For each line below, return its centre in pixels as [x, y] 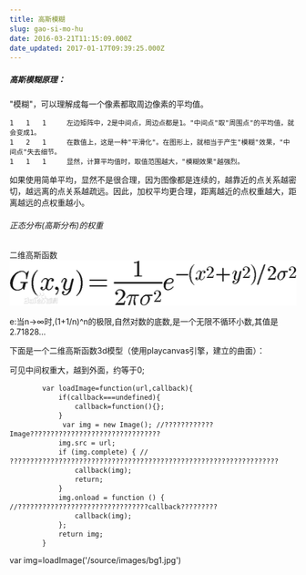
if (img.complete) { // [103, 452]
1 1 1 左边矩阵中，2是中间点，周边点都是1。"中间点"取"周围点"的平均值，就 [152, 123]
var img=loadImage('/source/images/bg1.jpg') [96, 560]
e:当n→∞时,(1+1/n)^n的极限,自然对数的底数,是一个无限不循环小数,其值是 [144, 321]
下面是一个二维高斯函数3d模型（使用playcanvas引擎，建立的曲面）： [138, 350]
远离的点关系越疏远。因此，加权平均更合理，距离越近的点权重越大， [161, 191]
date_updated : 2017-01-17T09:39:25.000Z [87, 48]
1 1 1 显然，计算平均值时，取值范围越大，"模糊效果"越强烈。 [127, 162]
